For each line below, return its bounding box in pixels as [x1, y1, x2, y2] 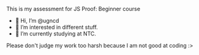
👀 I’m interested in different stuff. [15, 24, 98, 31]
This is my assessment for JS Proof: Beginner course [6, 5, 141, 12]
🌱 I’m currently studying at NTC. [15, 30, 97, 37]
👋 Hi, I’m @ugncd [15, 17, 59, 24]
